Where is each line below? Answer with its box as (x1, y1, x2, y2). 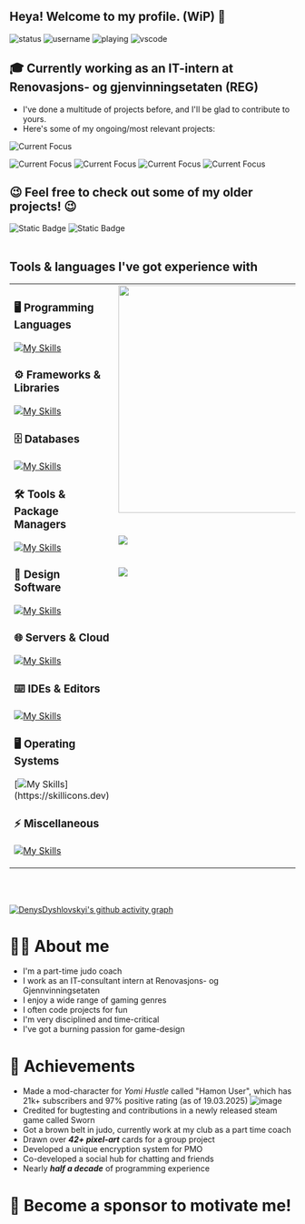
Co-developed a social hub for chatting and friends (22, 1153, 215, 1165)
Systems (14, 754, 60, 768)
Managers (14, 518, 66, 532)
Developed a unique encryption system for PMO (22, 1144, 203, 1155)
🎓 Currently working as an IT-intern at (9, 61, 234, 76)
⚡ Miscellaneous (14, 816, 100, 831)
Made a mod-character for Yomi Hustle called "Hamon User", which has (22, 1086, 292, 1097)
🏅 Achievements (9, 1056, 136, 1077)
